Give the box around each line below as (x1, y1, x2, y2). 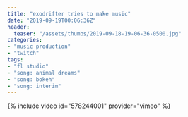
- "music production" (7, 43, 71, 50)
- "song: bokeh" (7, 75, 55, 83)
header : (7, 23, 30, 30)
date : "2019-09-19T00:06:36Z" (7, 17, 97, 24)
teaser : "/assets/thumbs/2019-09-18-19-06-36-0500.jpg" (13, 30, 182, 37)
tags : (7, 56, 23, 63)
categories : (7, 37, 42, 44)
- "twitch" (7, 50, 40, 57)
